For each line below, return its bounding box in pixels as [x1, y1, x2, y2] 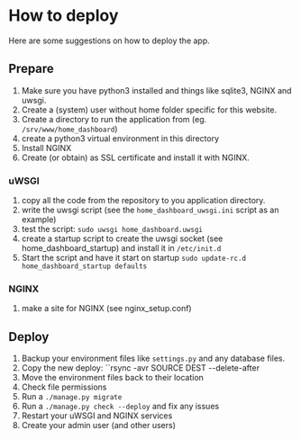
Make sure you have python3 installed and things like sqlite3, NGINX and [21, 85, 292, 95]
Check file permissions [21, 381, 107, 392]
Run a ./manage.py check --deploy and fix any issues [21, 401, 220, 412]
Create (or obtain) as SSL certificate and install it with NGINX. [21, 152, 250, 163]
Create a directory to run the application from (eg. [21, 113, 207, 124]
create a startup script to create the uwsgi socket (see [21, 233, 223, 244]
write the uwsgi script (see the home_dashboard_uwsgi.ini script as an [21, 204, 279, 216]
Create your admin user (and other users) [21, 420, 177, 431]
